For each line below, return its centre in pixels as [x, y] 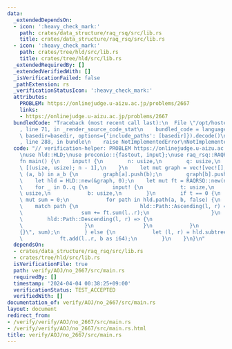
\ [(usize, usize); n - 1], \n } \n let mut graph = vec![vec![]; [123, 168]
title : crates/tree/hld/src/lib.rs [71, 59]
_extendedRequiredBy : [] [49, 65]
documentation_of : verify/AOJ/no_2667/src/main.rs [81, 303]
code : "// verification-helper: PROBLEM [72, 149]
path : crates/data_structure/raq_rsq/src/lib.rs [91, 33]
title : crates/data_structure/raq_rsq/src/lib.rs [93, 39]
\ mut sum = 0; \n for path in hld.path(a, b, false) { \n [120, 200]
